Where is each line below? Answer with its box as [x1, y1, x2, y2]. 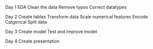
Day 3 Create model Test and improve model [5, 29, 97, 34]
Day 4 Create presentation [5, 38, 60, 44]
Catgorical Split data [5, 19, 47, 25]
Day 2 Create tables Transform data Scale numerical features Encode [5, 14, 148, 19]
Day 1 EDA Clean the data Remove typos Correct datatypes [5, 4, 127, 10]
